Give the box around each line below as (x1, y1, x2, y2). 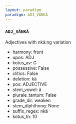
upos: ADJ (12, 54, 34, 60)
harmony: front (12, 49, 43, 55)
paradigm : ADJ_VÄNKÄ (5, 12, 48, 17)
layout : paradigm (5, 7, 41, 13)
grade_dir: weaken (12, 97, 51, 103)
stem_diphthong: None (12, 102, 59, 109)
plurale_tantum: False (12, 92, 56, 98)
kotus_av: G (12, 59, 37, 66)
